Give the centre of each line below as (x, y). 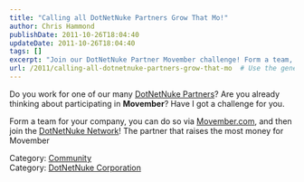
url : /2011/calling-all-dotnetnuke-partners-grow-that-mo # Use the (143, 69)
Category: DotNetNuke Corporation (76, 168)
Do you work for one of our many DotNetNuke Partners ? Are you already (145, 94)
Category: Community (51, 158)
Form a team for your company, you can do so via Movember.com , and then (151, 121)
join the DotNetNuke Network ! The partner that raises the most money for (147, 130)
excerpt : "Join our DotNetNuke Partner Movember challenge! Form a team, (152, 60)
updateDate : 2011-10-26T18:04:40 (72, 43)
